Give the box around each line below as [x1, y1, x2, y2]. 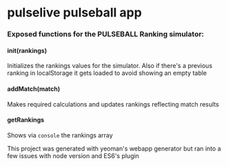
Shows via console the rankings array [7, 131, 114, 139]
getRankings [7, 115, 45, 124]
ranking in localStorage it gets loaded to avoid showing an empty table [7, 69, 207, 77]
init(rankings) [7, 46, 47, 54]
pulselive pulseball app [7, 5, 143, 21]
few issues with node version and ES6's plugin [7, 151, 140, 159]
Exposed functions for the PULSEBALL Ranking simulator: [7, 30, 205, 39]
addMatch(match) [7, 85, 61, 93]
